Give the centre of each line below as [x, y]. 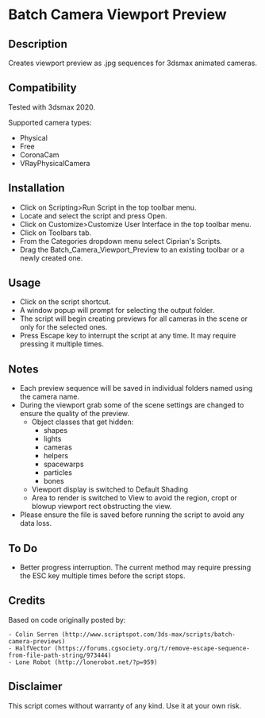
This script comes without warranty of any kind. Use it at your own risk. [125, 705]
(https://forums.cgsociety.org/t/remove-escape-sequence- [152, 648]
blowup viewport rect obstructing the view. [102, 507]
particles [58, 473]
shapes [56, 430]
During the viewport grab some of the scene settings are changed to [132, 405]
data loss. [36, 523]
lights [52, 439]
